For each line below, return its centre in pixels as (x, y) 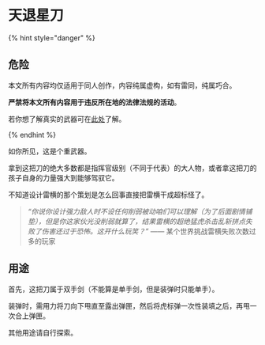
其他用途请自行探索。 (43, 332)
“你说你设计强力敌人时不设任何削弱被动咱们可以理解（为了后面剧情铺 (140, 211)
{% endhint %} (32, 135)
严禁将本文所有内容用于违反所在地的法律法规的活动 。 (95, 102)
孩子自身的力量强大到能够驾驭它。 (63, 177)
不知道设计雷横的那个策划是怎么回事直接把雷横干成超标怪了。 (108, 195)
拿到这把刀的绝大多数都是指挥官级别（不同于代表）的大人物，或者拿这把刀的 (132, 168)
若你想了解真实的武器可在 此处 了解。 (67, 119)
